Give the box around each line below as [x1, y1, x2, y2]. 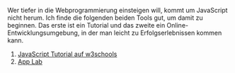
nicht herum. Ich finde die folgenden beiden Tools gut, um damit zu [7, 13, 203, 22]
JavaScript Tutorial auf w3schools [17, 50, 117, 58]
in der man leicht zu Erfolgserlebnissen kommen [81, 28, 222, 37]
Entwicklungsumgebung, [7, 28, 80, 37]
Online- [166, 21, 189, 29]
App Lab [17, 57, 42, 66]
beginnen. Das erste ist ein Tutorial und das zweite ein [7, 21, 166, 29]
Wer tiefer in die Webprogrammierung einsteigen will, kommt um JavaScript [7, 6, 228, 14]
